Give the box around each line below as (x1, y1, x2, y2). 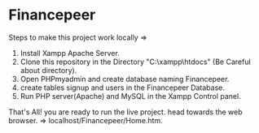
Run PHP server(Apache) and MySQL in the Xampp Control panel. (20, 91, 242, 101)
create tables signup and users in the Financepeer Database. (20, 83, 226, 92)
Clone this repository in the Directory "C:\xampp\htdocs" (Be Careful (20, 57, 251, 66)
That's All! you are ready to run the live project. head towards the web (8, 107, 243, 117)
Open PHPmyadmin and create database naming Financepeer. (20, 74, 230, 84)
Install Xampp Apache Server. (20, 48, 120, 58)
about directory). (20, 65, 77, 75)
